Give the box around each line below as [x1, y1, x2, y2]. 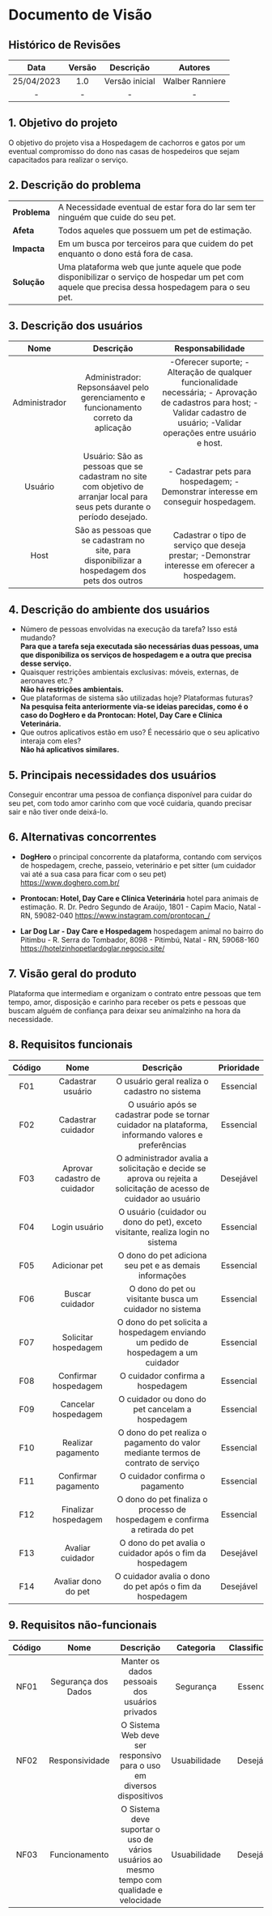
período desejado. [78, 512, 148, 523]
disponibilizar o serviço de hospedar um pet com [57, 271, 244, 283]
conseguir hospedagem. [163, 496, 257, 508]
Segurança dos [50, 1676, 108, 1688]
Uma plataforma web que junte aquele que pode [57, 261, 241, 272]
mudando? [19, 633, 57, 643]
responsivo [119, 1750, 162, 1761]
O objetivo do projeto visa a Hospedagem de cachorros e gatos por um [8, 138, 245, 147]
